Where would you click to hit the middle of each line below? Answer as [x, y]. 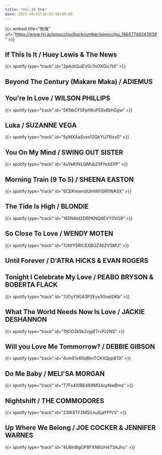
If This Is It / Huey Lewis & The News [61, 54]
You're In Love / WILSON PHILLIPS [58, 98]
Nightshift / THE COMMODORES [55, 401]
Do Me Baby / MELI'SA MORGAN [55, 374]
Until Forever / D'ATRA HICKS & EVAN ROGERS [77, 261]
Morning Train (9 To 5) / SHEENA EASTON [69, 179]
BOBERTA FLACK [31, 285]
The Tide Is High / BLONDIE [47, 207]
